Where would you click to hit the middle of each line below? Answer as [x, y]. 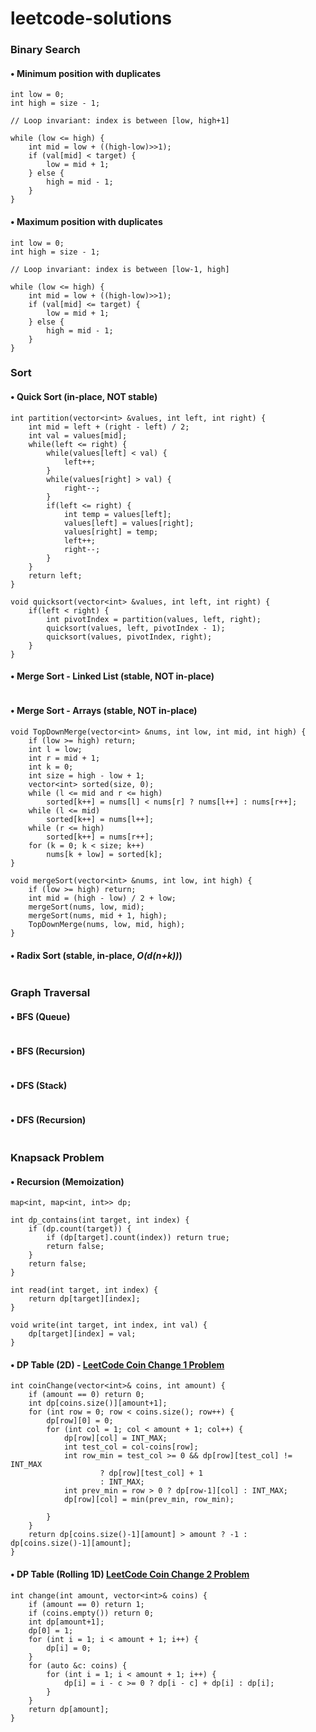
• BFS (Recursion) [48, 1051]
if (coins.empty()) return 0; [91, 1613]
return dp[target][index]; [84, 1299]
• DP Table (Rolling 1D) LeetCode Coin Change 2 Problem [130, 1574]
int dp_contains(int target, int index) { [100, 1220]
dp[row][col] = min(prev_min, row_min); [149, 1500]
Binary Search [45, 50]
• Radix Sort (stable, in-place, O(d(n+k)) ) [96, 955]
